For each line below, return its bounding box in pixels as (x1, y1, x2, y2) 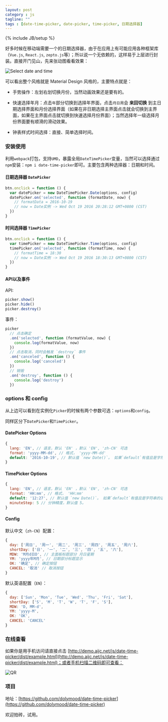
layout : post (5, 7, 32, 13)
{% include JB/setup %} (5, 35, 55, 41)
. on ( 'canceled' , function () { (9, 354, 75, 359)
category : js (5, 12, 35, 17)
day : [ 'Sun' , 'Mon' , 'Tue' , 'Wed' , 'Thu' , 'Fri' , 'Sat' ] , (9, 594, 133, 600)
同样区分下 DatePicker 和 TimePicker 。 (5, 418, 81, 424)
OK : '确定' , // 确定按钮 (9, 561, 57, 566)
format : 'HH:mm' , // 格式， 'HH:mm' (9, 491, 84, 496)
